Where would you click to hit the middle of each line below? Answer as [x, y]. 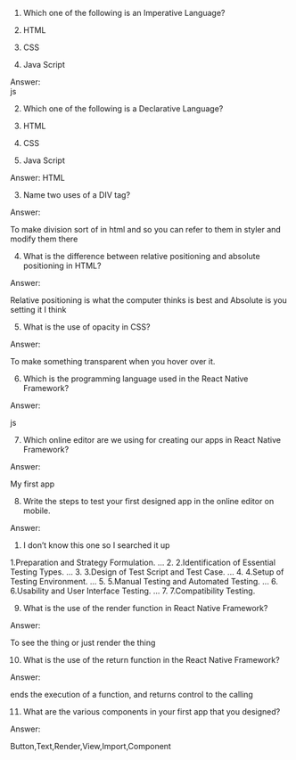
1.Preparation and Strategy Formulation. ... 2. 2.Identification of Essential [143, 562]
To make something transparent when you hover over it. [113, 361]
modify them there [44, 239]
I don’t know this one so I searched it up [96, 545]
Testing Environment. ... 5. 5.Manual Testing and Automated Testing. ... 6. [144, 581]
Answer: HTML [37, 178]
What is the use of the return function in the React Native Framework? [151, 660]
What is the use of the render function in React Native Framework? [145, 608]
